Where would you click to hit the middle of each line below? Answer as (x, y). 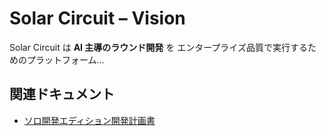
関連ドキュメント (62, 94)
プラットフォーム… (65, 59)
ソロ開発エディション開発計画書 (89, 120)
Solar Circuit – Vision (97, 18)
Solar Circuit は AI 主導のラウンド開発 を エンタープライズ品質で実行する (158, 47)
